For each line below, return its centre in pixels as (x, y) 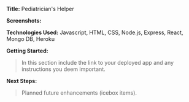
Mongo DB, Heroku (31, 39)
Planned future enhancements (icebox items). (79, 93)
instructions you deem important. (63, 69)
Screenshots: (24, 20)
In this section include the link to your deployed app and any (97, 63)
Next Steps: (22, 81)
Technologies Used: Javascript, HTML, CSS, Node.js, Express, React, (95, 32)
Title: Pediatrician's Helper (40, 9)
